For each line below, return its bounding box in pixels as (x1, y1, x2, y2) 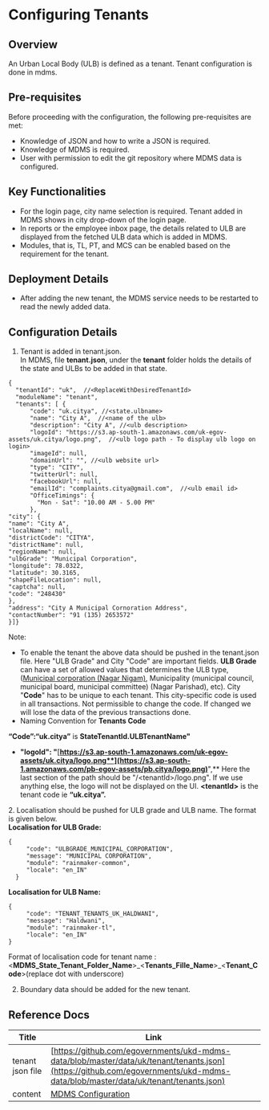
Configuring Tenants (8, 6, 150, 24)
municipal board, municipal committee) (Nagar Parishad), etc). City (19, 682, 241, 692)
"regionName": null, (8, 548, 78, 556)
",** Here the (207, 765, 251, 774)
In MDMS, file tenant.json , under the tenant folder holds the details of (19, 355, 252, 365)
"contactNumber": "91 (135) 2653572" (8, 611, 134, 619)
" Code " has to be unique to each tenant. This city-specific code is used (19, 691, 257, 700)
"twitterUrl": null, (29, 471, 98, 479)
